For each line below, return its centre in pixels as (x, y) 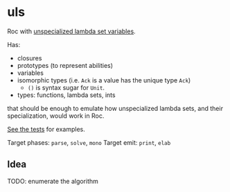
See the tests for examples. (46, 129)
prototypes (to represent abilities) (65, 65)
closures (29, 58)
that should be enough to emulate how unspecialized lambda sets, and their (115, 108)
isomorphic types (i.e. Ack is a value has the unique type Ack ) (104, 80)
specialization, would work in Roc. (56, 116)
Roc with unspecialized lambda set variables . (72, 31)
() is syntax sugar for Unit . (66, 87)
